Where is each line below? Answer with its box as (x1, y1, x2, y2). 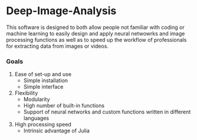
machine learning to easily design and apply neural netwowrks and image (6, 30, 185, 37)
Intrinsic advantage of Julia (23, 127, 90, 134)
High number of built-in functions (23, 102, 105, 109)
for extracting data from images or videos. (6, 43, 109, 50)
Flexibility (14, 90, 38, 97)
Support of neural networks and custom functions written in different (23, 108, 191, 116)
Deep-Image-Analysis (6, 4, 117, 18)
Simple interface (23, 83, 64, 90)
